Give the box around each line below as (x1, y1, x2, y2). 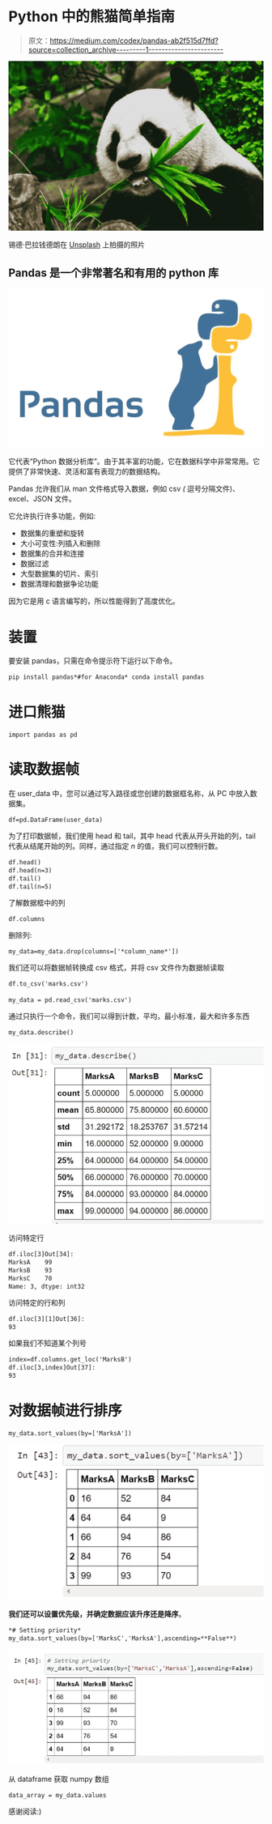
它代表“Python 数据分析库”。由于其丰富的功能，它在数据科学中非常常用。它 (8, 457, 261, 467)
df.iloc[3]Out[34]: (8, 1251, 74, 1259)
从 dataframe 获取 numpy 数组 (8, 1775, 109, 1784)
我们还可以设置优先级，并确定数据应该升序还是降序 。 (8, 1609, 186, 1619)
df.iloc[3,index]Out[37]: (8, 1364, 96, 1372)
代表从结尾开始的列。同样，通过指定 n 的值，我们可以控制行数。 (8, 842, 223, 851)
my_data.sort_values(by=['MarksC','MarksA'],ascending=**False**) (8, 1634, 237, 1643)
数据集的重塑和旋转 (19, 528, 85, 539)
